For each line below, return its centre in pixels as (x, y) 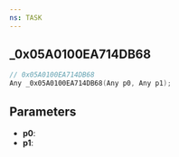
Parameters (43, 111)
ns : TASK (26, 18)
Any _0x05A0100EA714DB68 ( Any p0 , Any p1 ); (90, 83)
